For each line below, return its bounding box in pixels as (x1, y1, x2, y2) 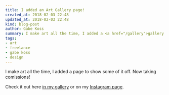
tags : (5, 36, 17, 41)
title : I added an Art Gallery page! (5, 7, 85, 13)
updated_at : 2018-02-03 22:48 (5, 17, 69, 22)
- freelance (5, 45, 30, 50)
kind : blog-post (5, 21, 39, 27)
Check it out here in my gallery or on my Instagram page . (5, 84, 124, 90)
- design (5, 54, 24, 60)
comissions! (5, 74, 30, 80)
